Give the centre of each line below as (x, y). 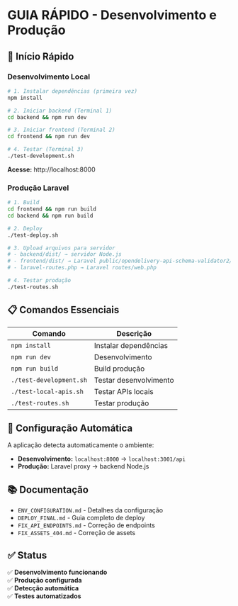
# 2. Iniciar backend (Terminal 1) (60, 111)
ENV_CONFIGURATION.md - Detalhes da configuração (90, 510)
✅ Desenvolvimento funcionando (57, 572)
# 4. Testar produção (39, 281)
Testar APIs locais (124, 391)
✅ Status (27, 555)
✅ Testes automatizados (44, 596)
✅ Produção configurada (45, 580)
